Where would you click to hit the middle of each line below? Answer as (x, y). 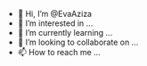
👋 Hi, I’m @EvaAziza (54, 14)
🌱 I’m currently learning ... (65, 33)
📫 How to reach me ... (59, 52)
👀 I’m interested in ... (55, 23)
